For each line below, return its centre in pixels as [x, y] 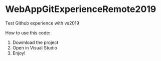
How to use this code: [28, 32]
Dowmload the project [35, 42]
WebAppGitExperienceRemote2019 [81, 9]
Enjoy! [19, 53]
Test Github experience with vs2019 [42, 23]
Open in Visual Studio [35, 47]
